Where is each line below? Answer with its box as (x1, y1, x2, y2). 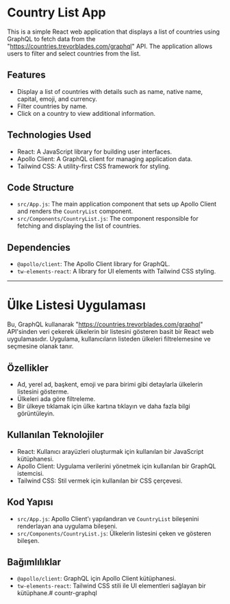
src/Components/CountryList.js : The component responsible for (16, 215, 199, 223)
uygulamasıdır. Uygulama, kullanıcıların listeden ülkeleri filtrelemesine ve (7, 335, 211, 343)
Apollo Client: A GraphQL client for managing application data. (16, 154, 193, 162)
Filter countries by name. (16, 101, 88, 110)
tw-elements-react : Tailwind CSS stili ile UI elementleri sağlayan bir (16, 581, 207, 590)
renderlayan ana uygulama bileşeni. (16, 522, 118, 530)
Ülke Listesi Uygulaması (7, 298, 146, 313)
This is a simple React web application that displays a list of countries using (7, 27, 220, 36)
